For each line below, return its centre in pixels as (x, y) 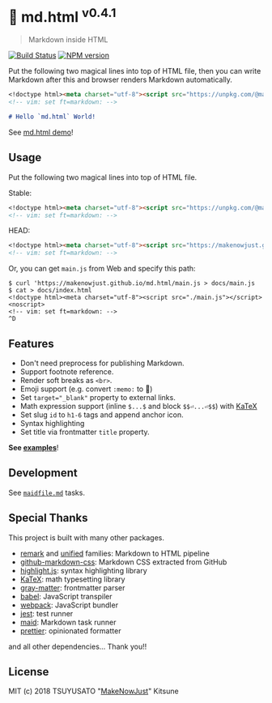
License (29, 672)
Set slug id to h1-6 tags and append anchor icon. (102, 415)
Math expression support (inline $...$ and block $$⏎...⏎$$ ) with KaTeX (138, 407)
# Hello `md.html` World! (52, 117)
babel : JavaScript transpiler (66, 596)
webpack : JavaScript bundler (69, 605)
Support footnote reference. (67, 372)
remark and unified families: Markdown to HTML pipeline (115, 553)
